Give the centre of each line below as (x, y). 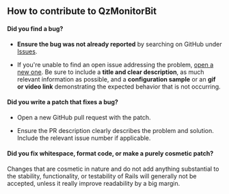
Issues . (27, 51)
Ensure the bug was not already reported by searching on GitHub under (119, 44)
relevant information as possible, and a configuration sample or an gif (116, 79)
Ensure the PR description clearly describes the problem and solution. (115, 130)
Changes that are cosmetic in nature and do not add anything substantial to (113, 169)
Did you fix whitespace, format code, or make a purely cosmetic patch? (110, 154)
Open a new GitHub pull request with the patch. (84, 117)
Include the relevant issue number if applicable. (84, 138)
